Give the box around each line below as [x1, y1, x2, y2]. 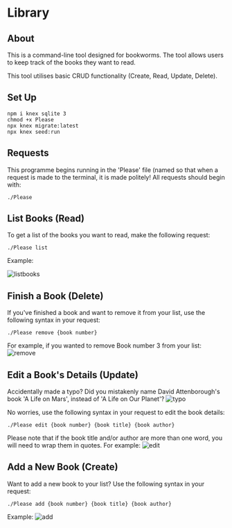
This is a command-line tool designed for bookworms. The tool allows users [7, 51, 224, 59]
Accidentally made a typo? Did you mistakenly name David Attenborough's [7, 387, 220, 396]
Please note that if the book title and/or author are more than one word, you [7, 434, 223, 442]
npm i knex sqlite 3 [7, 110, 67, 117]
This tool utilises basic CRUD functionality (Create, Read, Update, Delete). [7, 71, 218, 80]
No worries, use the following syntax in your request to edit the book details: [7, 408, 225, 417]
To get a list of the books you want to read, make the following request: [7, 231, 211, 239]
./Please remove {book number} [7, 330, 98, 337]
